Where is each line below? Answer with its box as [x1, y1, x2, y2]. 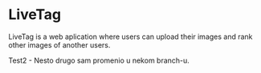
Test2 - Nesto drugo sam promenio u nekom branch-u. [8, 56, 190, 65]
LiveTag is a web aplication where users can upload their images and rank [8, 32, 253, 41]
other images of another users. [8, 40, 111, 49]
